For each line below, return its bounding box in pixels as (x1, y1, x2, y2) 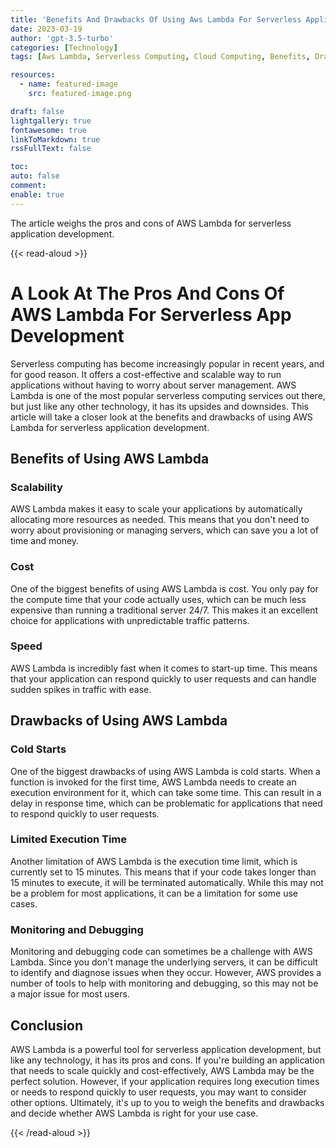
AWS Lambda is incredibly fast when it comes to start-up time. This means (10, 662, 318, 674)
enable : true (10, 189, 65, 200)
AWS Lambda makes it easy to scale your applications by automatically (10, 503, 303, 515)
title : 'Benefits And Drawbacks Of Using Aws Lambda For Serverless (10, 14, 302, 25)
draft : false (10, 106, 65, 116)
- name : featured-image (19, 79, 118, 90)
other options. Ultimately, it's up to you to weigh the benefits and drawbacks (10, 1096, 325, 1108)
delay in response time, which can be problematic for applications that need (10, 797, 323, 809)
